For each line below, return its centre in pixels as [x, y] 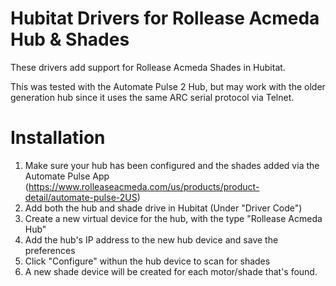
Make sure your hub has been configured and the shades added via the [172, 165]
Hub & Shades [70, 39]
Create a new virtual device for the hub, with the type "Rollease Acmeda [173, 218]
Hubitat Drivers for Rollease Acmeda [165, 18]
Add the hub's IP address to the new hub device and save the [151, 239]
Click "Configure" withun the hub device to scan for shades [147, 261]
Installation [58, 138]
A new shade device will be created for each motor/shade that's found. [171, 271]
